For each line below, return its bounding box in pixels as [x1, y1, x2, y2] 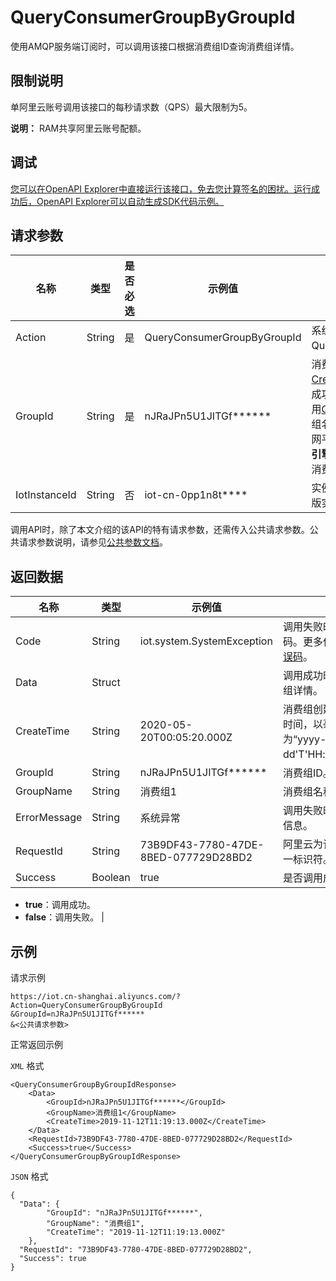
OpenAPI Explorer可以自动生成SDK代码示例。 [36, 195, 225, 207]
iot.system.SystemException [139, 634, 273, 648]
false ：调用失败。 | [24, 911, 105, 923]
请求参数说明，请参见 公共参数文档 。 [18, 536, 168, 548]
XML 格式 [10, 1060, 45, 1071]
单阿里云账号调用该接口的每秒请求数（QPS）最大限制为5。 [10, 101, 253, 113]
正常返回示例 [10, 1039, 63, 1050]
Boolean [91, 871, 131, 885]
